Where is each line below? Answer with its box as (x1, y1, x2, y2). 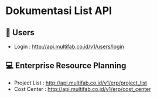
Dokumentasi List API (5, 4, 112, 18)
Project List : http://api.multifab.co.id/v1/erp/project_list (13, 79, 148, 86)
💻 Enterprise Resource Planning (5, 60, 127, 71)
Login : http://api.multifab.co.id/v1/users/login (13, 43, 124, 50)
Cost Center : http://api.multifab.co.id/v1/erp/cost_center (13, 85, 151, 92)
